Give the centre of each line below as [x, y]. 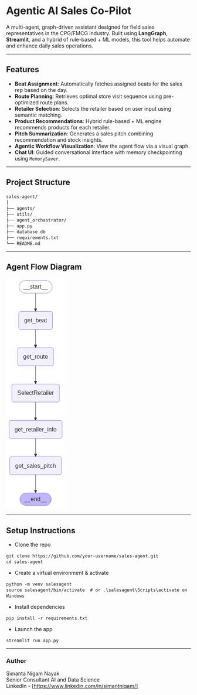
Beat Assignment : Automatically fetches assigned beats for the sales [98, 84]
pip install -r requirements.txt [47, 619]
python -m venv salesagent [39, 584]
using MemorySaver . [37, 158]
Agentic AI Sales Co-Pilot [69, 11]
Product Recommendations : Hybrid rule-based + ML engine [88, 121]
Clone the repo [33, 545]
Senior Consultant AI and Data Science [53, 680]
